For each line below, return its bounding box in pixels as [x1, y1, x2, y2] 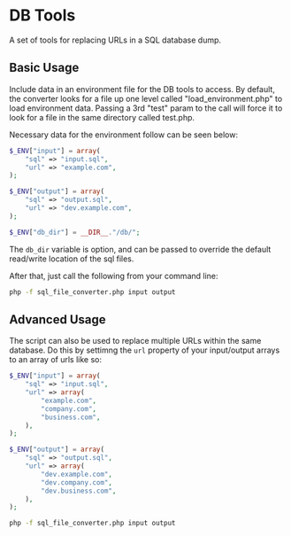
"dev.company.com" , [41, 478, 113, 487]
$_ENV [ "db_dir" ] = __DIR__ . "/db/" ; [9, 228, 141, 237]
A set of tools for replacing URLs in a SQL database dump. [9, 35, 222, 45]
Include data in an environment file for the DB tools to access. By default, [9, 83, 276, 94]
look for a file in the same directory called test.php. [9, 112, 195, 122]
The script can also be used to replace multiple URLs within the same [9, 336, 262, 346]
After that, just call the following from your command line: [9, 270, 218, 281]
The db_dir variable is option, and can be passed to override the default [9, 244, 272, 254]
